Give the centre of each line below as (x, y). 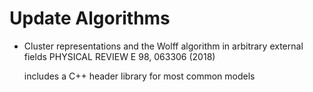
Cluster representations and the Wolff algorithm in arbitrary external (163, 46)
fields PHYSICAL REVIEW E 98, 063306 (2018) (119, 56)
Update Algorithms (90, 18)
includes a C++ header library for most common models (139, 76)
